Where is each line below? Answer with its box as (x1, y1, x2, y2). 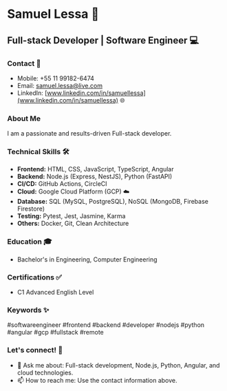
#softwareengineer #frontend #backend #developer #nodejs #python (7, 321, 205, 329)
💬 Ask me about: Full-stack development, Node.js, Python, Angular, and (17, 361, 220, 369)
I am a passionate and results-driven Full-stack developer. (7, 129, 172, 138)
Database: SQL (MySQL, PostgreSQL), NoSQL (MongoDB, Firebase (17, 198, 208, 206)
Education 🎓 (7, 237, 52, 246)
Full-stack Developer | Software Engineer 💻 (7, 34, 199, 46)
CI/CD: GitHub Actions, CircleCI (17, 180, 108, 188)
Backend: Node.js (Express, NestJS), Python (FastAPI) (17, 172, 173, 181)
